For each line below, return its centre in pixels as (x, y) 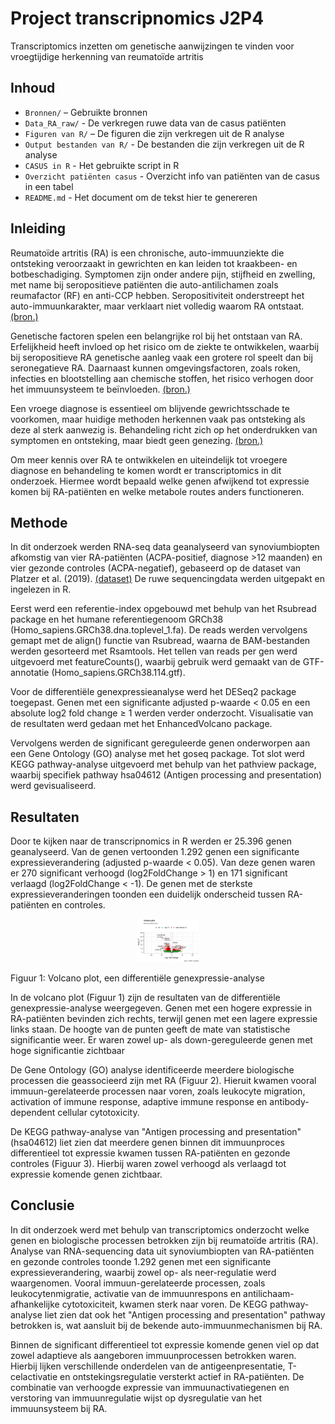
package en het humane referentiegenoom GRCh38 (117, 619)
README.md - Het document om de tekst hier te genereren (141, 197)
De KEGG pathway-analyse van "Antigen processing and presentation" (156, 1132)
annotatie (30, 673)
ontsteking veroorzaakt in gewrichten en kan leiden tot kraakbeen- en (154, 263)
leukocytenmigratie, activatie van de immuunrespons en (126, 1293)
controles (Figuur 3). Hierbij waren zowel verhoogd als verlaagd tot (148, 1164)
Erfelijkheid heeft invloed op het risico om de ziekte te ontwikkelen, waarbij (165, 346)
